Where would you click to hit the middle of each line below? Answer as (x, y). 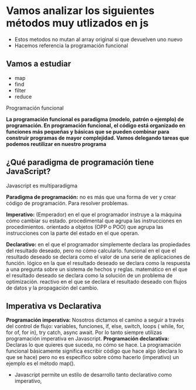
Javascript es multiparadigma (42, 186)
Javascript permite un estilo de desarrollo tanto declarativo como (93, 375)
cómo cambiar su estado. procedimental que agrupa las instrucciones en (94, 221)
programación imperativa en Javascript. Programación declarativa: (88, 339)
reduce (23, 96)
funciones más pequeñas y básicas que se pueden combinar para (88, 131)
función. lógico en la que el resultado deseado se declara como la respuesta (98, 263)
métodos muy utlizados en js (78, 23)
